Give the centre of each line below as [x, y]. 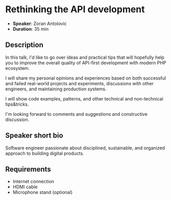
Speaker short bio [34, 135]
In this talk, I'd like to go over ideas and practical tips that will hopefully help [85, 57]
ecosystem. [18, 68]
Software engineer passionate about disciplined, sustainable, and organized [85, 148]
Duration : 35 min [31, 29]
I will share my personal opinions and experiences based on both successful [86, 78]
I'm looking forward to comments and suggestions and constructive [77, 114]
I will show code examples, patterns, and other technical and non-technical [84, 98]
